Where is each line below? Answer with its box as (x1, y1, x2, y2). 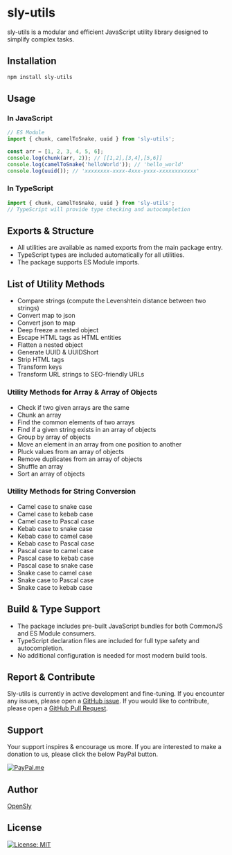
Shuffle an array (17, 462, 64, 470)
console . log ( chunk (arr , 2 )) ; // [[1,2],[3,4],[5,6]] (7, 154, 163, 161)
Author (7, 784, 38, 795)
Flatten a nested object (17, 341, 83, 349)
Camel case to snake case (17, 502, 93, 510)
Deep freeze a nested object (17, 326, 99, 334)
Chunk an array (17, 411, 62, 419)
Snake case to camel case (17, 568, 92, 577)
